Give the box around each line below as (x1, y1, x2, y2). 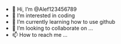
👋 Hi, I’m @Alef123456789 (11, 6, 77, 12)
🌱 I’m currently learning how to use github (11, 18, 116, 25)
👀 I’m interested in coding (11, 12, 75, 19)
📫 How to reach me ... (11, 32, 68, 38)
